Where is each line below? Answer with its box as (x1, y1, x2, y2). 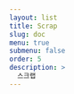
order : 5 (9, 55, 42, 64)
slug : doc (9, 30, 46, 38)
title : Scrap (9, 21, 58, 30)
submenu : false (9, 47, 66, 56)
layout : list (9, 13, 58, 22)
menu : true (9, 38, 50, 47)
